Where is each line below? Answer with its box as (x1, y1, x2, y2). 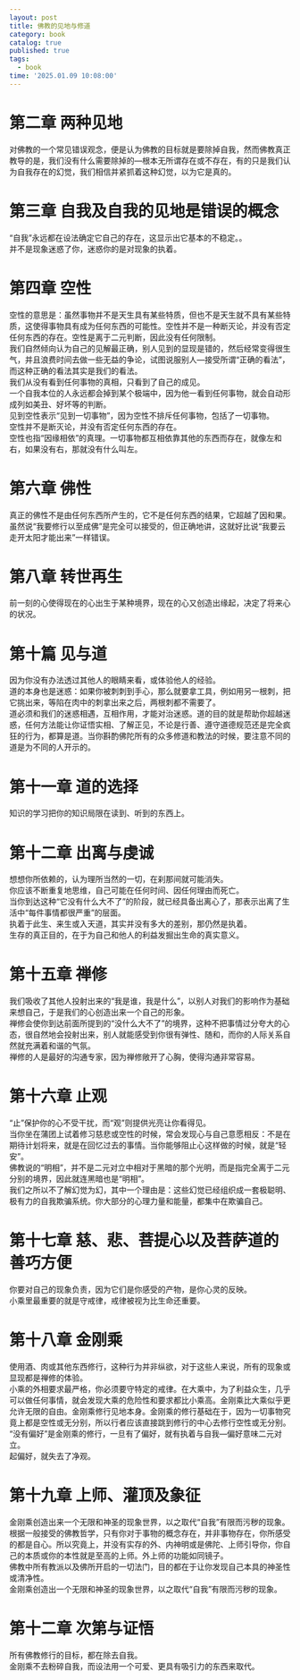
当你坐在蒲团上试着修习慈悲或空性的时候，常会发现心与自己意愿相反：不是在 (9, 1129, 291, 1140)
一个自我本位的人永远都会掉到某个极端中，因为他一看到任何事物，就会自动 (9, 387, 283, 398)
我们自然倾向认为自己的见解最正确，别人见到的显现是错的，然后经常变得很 (9, 343, 283, 353)
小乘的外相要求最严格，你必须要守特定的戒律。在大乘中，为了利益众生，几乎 (9, 1384, 291, 1394)
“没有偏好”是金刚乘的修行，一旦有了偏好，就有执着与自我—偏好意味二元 (9, 1429, 275, 1438)
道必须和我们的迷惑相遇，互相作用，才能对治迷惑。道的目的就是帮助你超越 (9, 708, 283, 719)
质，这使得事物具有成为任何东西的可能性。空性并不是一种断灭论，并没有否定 (9, 320, 291, 331)
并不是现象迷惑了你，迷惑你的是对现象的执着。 (9, 243, 181, 254)
